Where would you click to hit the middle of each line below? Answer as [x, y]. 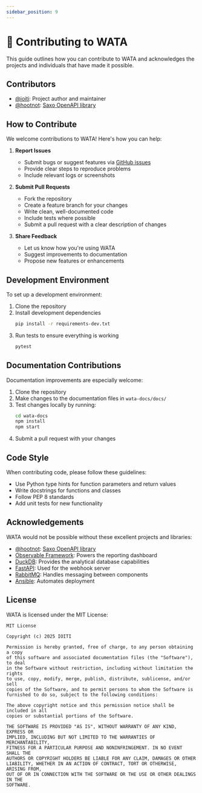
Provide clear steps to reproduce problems [77, 169]
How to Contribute [42, 124]
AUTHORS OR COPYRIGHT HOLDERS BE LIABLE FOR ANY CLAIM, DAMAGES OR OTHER [101, 758]
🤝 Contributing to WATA [67, 42]
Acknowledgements [45, 522]
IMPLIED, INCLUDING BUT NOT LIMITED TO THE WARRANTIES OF [81, 737]
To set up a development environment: [54, 294]
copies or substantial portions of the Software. [70, 716]
